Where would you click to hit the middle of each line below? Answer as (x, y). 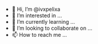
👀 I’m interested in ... (37, 15)
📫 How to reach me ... (39, 35)
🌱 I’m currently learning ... (43, 22)
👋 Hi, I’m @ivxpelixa (36, 9)
